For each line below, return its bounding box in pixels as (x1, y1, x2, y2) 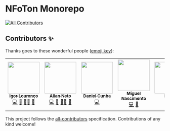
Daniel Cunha (83, 93, 111, 99)
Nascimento (121, 95, 147, 101)
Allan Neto (50, 93, 71, 99)
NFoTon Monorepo (5, 3, 84, 15)
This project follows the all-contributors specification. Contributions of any (5, 115, 161, 121)
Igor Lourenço (9, 93, 38, 99)
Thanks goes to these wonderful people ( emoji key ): (5, 47, 114, 53)
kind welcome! (5, 121, 36, 127)
